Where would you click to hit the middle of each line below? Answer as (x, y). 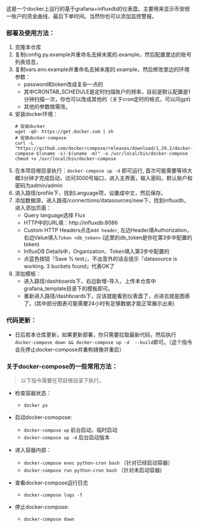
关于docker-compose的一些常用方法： (62, 366)
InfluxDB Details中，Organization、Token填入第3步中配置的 (97, 251)
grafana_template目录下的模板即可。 (68, 289)
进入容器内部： (33, 450)
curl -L (24, 143)
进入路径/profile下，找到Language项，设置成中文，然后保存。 (90, 193)
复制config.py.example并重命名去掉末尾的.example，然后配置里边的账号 (103, 55)
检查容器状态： (33, 393)
